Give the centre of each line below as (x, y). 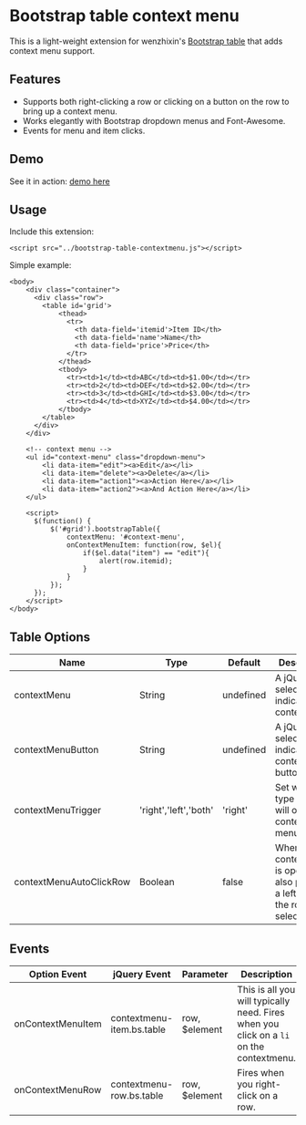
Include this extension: (52, 232)
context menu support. (52, 50)
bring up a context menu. (70, 111)
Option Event (58, 974)
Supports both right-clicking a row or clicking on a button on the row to (156, 101)
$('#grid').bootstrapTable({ (105, 530)
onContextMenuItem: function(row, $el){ (144, 545)
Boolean (157, 882)
